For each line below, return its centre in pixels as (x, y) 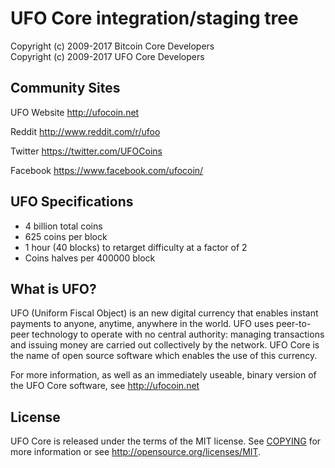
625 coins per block (66, 236)
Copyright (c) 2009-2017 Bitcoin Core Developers (112, 46)
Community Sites (65, 88)
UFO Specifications (72, 202)
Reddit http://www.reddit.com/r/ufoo (85, 131)
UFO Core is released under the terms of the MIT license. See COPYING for (166, 441)
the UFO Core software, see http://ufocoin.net (105, 386)
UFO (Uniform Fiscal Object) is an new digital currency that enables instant (164, 313)
